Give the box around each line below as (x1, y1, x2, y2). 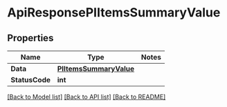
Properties (7, 32, 54, 44)
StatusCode (10, 75, 51, 84)
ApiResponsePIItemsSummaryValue (7, 5, 221, 21)
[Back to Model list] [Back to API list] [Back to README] (7, 93, 166, 101)
